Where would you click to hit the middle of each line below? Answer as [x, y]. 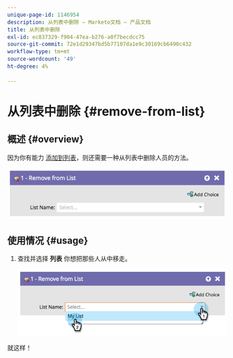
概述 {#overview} [45, 139]
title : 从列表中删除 [34, 29]
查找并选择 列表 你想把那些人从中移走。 [74, 258]
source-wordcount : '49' [42, 59]
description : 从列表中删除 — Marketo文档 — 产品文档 [79, 22]
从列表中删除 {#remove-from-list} [106, 111]
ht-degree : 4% [28, 66]
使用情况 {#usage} [48, 240]
